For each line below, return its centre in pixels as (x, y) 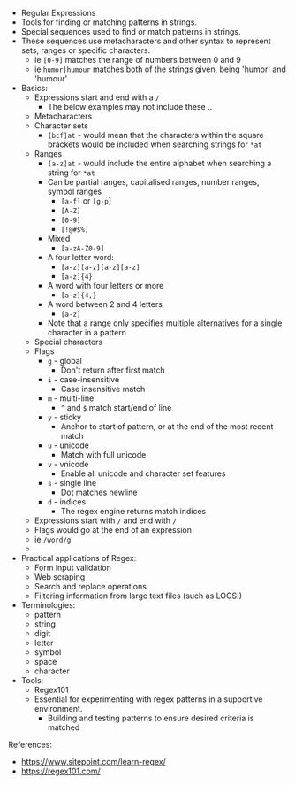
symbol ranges (75, 191)
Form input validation (72, 567)
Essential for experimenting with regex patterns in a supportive (148, 699)
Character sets (61, 126)
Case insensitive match (103, 389)
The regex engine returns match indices (133, 511)
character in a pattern (87, 332)
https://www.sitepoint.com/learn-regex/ (94, 762)
